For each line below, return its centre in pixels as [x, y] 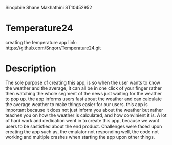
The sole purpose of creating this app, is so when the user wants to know [83, 82]
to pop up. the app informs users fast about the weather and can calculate [84, 99]
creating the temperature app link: [41, 42]
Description [31, 68]
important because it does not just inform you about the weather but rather [84, 110]
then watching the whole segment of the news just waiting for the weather [84, 93]
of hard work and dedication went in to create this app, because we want [82, 120]
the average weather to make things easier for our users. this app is [77, 104]
